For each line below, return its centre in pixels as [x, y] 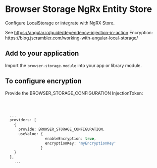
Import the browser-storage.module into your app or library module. [74, 65]
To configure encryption [43, 81]
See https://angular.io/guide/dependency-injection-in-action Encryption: [79, 32]
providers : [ [23, 120]
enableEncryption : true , [71, 138]
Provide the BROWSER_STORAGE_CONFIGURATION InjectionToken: [74, 93]
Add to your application [42, 53]
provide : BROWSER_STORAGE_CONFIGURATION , [62, 129]
